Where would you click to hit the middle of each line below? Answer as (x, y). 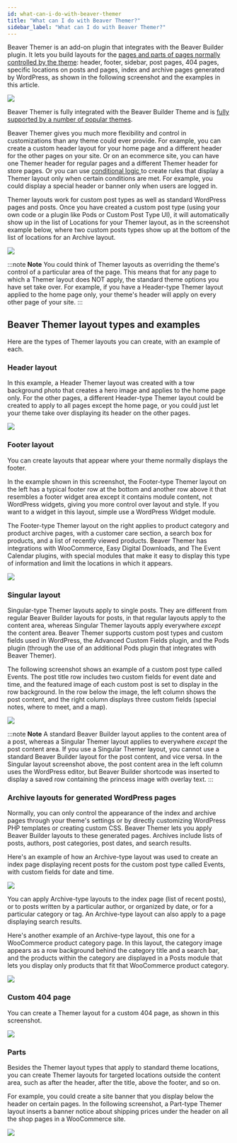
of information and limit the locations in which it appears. (90, 563)
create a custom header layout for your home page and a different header (115, 148)
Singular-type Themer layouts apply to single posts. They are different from (117, 610)
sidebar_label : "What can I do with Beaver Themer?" (87, 27)
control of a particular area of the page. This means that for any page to (112, 272)
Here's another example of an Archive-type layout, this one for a (101, 935)
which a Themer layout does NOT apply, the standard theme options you (113, 280)
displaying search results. (45, 922)
